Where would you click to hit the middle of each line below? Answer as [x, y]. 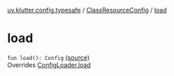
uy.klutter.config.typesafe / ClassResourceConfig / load [87, 10]
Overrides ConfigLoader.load [49, 65]
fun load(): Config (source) [49, 57]
